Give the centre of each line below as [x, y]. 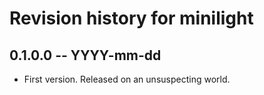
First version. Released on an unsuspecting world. [127, 79]
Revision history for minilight [131, 18]
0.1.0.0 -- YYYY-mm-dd [85, 55]
